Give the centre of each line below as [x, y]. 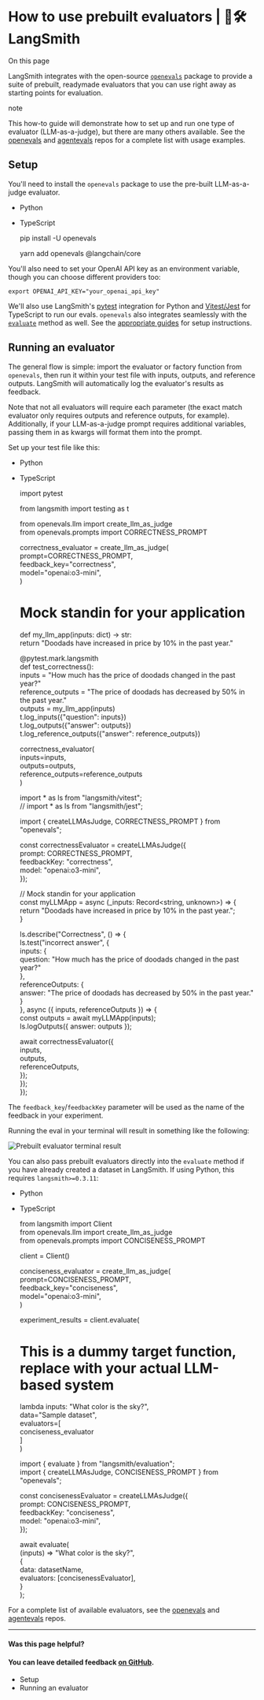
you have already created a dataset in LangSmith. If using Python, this [121, 1170]
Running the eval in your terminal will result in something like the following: [129, 1130]
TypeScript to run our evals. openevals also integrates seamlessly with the [128, 314]
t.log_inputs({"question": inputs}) [73, 716]
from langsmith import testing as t [74, 508]
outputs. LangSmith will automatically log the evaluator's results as [116, 383]
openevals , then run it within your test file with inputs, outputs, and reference [132, 375]
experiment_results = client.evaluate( [79, 1319]
